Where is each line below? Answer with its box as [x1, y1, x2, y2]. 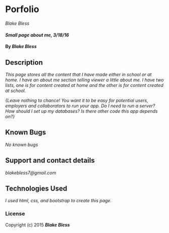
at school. [5, 87, 26, 94]
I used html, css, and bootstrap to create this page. [5, 198, 112, 204]
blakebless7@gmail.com [5, 169, 57, 175]
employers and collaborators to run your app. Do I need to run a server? [5, 103, 155, 109]
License [5, 210, 25, 217]
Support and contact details [5, 156, 95, 165]
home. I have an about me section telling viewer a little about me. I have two [5, 77, 164, 83]
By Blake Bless [5, 43, 37, 50]
